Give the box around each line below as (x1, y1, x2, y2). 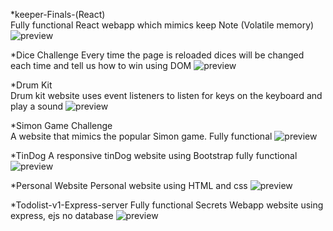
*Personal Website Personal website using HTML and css (10, 180, 248, 191)
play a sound (10, 100, 64, 112)
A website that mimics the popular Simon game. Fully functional (10, 130, 273, 142)
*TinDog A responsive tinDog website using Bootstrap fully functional (10, 150, 298, 161)
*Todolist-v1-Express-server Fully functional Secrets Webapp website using (10, 199, 324, 211)
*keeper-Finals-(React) (10, 9, 106, 20)
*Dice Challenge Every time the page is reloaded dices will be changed (10, 49, 305, 61)
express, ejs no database (10, 210, 114, 221)
